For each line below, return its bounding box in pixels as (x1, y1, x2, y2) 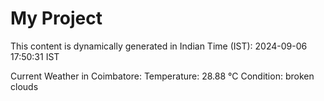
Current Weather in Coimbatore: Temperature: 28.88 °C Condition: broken (10, 70, 315, 82)
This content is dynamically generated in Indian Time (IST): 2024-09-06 (10, 40, 308, 52)
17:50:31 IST (10, 50, 60, 62)
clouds (10, 80, 39, 92)
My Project (10, 7, 103, 30)
